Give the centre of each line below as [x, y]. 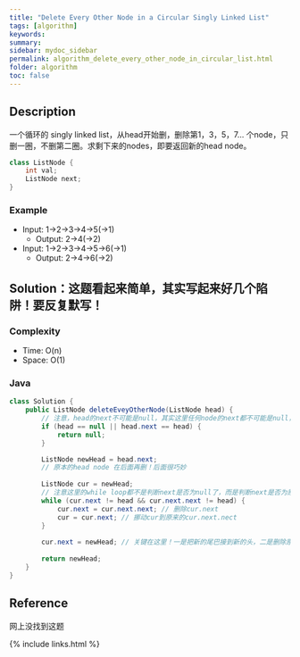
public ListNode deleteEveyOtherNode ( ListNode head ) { [129, 410]
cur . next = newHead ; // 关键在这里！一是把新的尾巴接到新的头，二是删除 [164, 542]
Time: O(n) [42, 351]
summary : [25, 42]
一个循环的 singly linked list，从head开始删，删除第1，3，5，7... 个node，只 [149, 134]
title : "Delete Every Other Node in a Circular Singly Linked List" [139, 17]
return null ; [81, 435]
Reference [39, 603]
